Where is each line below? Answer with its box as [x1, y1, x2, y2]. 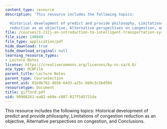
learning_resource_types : [5, 53, 59, 58]
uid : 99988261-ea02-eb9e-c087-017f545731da [5, 94, 97, 99]
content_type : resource [5, 7, 55, 12]
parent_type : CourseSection [5, 76, 64, 81]
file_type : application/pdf [5, 39, 64, 44]
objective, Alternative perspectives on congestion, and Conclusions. [5, 118, 145, 124]
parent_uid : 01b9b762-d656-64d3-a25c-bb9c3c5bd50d [5, 81, 112, 86]
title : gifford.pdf [5, 89, 46, 94]
